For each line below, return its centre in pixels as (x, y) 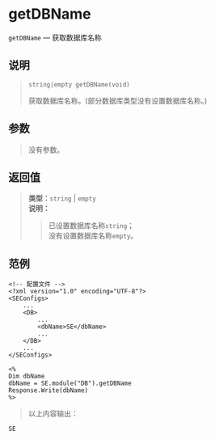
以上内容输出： (53, 414)
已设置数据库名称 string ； (91, 226)
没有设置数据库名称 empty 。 (93, 236)
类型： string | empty (62, 198)
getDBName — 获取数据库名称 (55, 37)
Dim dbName (27, 377)
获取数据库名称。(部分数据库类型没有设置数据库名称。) (118, 100)
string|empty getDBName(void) (79, 84)
